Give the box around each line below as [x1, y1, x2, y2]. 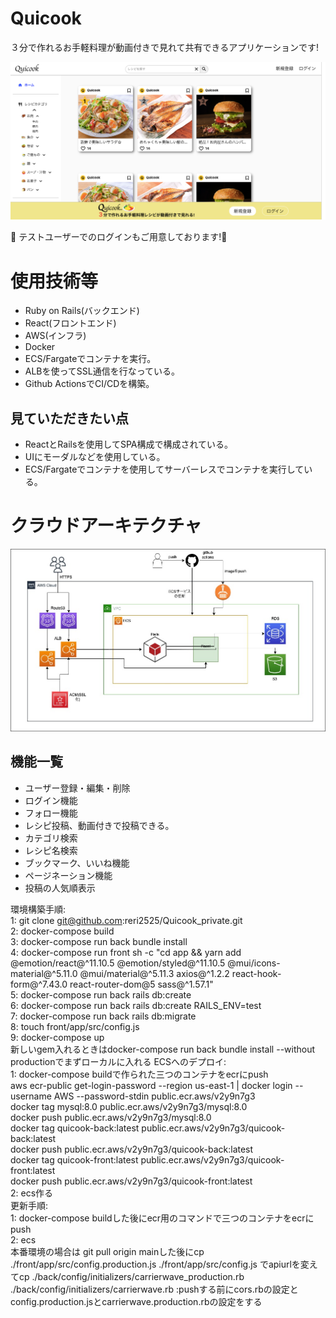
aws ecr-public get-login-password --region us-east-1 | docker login [10, 1079, 293, 1091]
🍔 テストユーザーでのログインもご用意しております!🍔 [10, 231, 228, 243]
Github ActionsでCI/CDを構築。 [24, 378, 155, 390]
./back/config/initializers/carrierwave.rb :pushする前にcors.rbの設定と [10, 1283, 299, 1295]
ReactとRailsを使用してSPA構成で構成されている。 [24, 438, 234, 451]
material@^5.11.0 [10, 967, 78, 979]
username [10, 1090, 52, 1102]
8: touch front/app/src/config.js [10, 1020, 140, 1032]
